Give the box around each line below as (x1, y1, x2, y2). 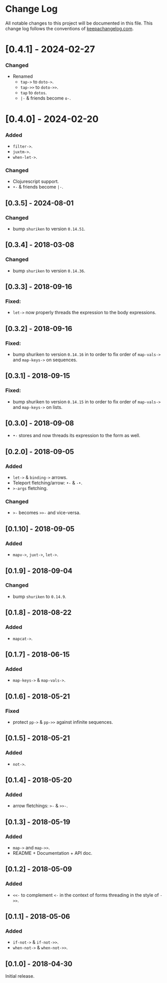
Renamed (12, 73, 33, 79)
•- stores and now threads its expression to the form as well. (12, 433, 140, 439)
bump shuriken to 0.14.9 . (12, 593, 66, 600)
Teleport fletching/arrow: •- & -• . (12, 480, 83, 486)
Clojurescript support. (12, 178, 59, 185)
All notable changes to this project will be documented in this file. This (5, 20, 153, 26)
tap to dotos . (20, 90, 47, 96)
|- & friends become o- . (20, 95, 71, 101)
